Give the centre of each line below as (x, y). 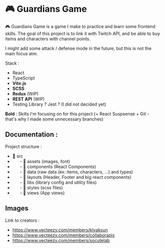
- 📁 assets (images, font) (45, 161)
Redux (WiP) (25, 93)
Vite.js (19, 83)
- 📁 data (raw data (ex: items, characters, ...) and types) (76, 172)
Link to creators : (22, 220)
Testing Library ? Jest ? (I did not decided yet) (59, 104)
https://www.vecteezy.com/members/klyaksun (60, 230)
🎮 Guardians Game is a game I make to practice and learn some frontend (80, 26)
